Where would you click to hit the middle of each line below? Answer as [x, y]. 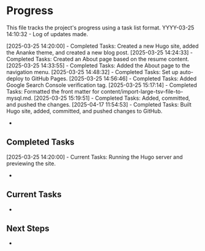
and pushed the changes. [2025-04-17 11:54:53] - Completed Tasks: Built [99, 104]
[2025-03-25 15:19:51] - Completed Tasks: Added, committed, [112, 98]
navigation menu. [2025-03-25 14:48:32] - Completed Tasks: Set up [92, 72]
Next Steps [28, 228]
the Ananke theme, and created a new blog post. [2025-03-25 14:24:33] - [99, 52]
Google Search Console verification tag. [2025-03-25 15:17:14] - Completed [102, 85]
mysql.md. [20, 98]
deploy [15, 78]
